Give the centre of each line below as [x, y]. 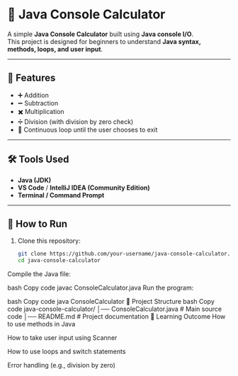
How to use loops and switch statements [67, 352]
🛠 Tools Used [38, 160]
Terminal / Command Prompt [61, 195]
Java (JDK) [34, 180]
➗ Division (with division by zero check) [75, 121]
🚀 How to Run [38, 223]
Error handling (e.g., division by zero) [61, 365]
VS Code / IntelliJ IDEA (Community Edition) [84, 188]
